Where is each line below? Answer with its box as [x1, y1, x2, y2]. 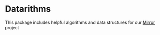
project [5, 24, 19, 30]
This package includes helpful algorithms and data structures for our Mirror [5, 19, 155, 25]
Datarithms [5, 3, 51, 15]
